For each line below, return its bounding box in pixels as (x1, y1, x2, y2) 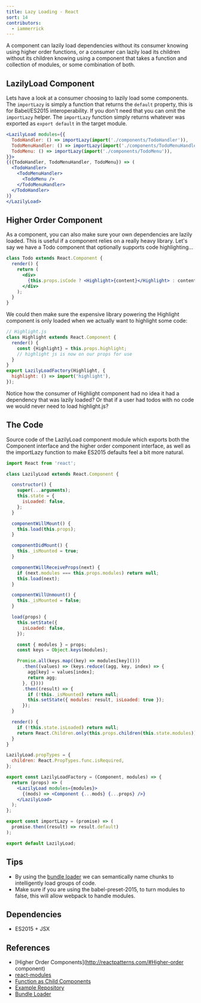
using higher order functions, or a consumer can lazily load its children (6, 49, 181, 56)
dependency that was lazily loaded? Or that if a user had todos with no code (6, 396, 194, 403)
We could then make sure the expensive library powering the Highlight (6, 311, 179, 318)
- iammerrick (11, 25, 44, 32)
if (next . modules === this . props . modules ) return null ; (17, 570, 160, 576)
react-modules (14, 971, 52, 978)
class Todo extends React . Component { (6, 256, 103, 262)
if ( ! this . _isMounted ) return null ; (28, 691, 119, 698)
